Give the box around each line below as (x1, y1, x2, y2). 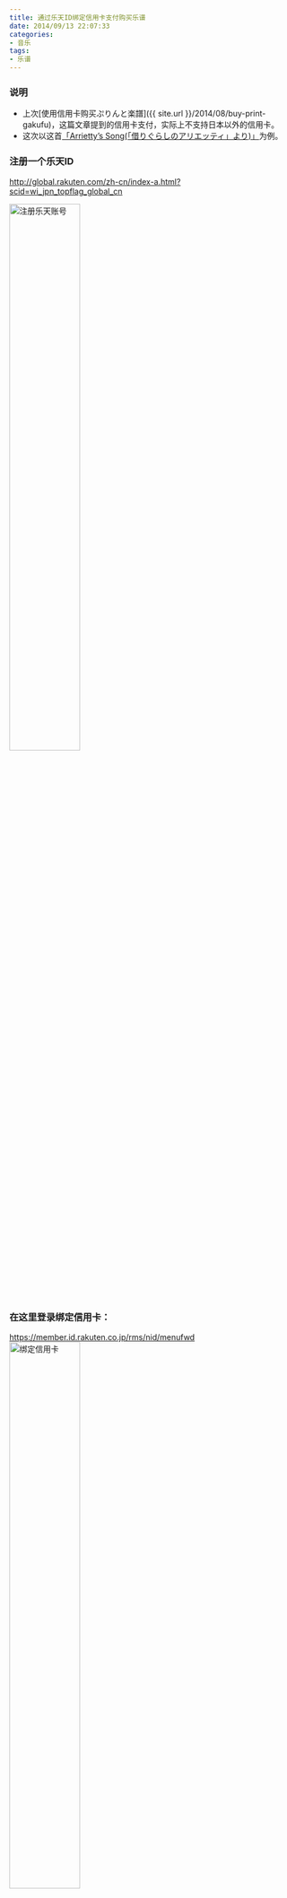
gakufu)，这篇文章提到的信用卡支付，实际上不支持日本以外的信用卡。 (22, 119, 280, 130)
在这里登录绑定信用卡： (9, 1310, 110, 1323)
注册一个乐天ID (9, 155, 74, 168)
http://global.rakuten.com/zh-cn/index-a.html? (9, 176, 181, 187)
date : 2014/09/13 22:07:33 (9, 22, 110, 30)
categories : (9, 30, 54, 39)
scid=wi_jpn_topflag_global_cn (9, 186, 123, 196)
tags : (9, 47, 30, 56)
